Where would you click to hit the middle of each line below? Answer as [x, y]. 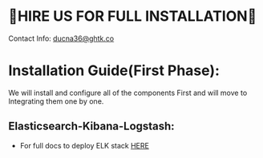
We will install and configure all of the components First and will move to [128, 93]
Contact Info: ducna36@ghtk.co [61, 38]
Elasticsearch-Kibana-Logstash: [91, 126]
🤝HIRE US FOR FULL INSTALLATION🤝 [133, 16]
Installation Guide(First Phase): [114, 71]
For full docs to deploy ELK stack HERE [85, 145]
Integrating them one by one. [56, 101]
